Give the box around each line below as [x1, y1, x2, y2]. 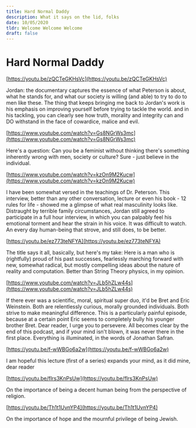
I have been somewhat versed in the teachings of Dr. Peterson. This [6, 189, 170, 196]
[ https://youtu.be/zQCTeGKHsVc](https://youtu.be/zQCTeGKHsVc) [6, 75, 167, 82]
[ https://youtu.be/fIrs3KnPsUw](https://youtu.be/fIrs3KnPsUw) [6, 375, 158, 382]
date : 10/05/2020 [6, 19, 49, 25]
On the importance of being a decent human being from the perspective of [6, 386, 187, 393]
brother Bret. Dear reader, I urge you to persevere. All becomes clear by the [6, 322, 189, 329]
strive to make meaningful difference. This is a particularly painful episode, [6, 310, 187, 317]
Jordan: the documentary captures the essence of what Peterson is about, [6, 87, 187, 94]
